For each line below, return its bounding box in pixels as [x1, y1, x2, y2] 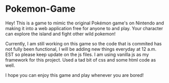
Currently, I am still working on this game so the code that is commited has [5, 40, 162, 46]
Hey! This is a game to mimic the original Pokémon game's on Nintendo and [5, 20, 164, 26]
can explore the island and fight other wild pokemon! [5, 31, 116, 37]
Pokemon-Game [5, 3, 76, 15]
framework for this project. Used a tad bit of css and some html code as [5, 57, 156, 63]
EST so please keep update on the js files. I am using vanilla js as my [5, 51, 149, 58]
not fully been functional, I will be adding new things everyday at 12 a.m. [5, 46, 157, 52]
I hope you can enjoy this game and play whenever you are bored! [5, 72, 144, 78]
